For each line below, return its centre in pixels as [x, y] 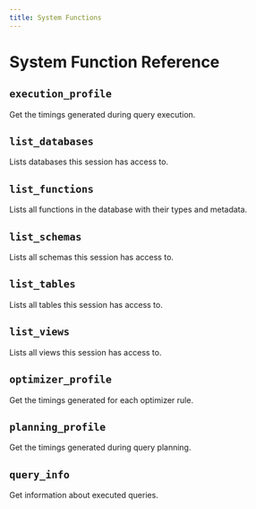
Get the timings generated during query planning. [100, 448]
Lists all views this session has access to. [85, 352]
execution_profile [60, 94]
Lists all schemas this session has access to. [92, 258]
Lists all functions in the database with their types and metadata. [128, 210]
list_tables [43, 284]
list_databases [51, 142]
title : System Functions [55, 18]
